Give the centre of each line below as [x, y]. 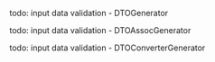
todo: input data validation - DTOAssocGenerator [100, 30]
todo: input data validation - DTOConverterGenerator [107, 48]
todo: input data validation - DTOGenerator [89, 13]
